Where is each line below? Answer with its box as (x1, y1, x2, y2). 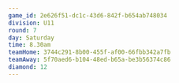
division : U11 (8, 19, 55, 27)
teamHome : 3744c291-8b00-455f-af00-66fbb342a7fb (8, 48, 171, 56)
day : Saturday (8, 33, 55, 42)
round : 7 (8, 26, 37, 34)
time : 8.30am (8, 41, 51, 49)
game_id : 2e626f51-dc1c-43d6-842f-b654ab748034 (8, 11, 168, 20)
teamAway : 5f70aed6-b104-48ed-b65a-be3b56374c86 (8, 56, 171, 64)
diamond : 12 (8, 63, 47, 71)
